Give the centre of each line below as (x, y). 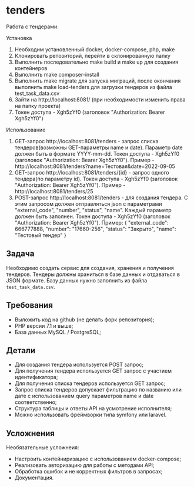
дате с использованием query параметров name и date (84, 396)
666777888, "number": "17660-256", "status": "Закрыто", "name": (95, 229)
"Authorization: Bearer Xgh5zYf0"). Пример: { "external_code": (91, 222)
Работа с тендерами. (32, 27)
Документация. (34, 478)
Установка (19, 38)
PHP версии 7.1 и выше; (44, 325)
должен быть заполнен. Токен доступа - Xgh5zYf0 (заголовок (92, 216)
